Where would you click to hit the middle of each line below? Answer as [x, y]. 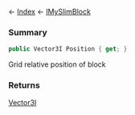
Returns [24, 85]
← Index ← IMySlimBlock [49, 12]
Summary [28, 32]
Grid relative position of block [57, 64]
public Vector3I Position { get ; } [68, 49]
